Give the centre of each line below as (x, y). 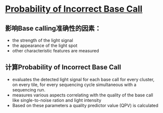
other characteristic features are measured (55, 51)
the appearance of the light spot (45, 45)
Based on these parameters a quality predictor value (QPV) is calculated (85, 105)
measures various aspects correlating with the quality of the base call (82, 95)
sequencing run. (29, 90)
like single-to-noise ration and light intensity (57, 100)
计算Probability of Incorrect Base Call (63, 67)
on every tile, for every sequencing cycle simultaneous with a (74, 85)
